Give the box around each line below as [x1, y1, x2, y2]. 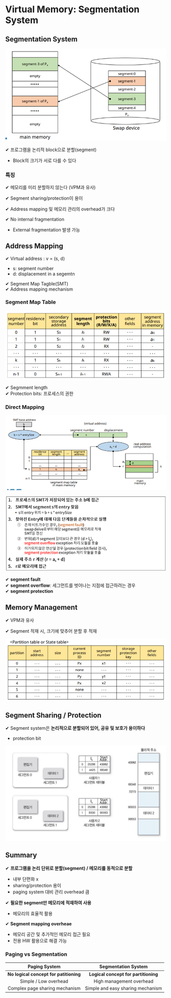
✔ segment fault [5, 576, 41, 583]
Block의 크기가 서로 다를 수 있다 [12, 157, 77, 164]
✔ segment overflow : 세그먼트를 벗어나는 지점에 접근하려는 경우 [5, 582, 136, 588]
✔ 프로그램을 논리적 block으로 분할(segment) [5, 147, 97, 153]
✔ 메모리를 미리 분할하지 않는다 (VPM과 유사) [5, 184, 96, 190]
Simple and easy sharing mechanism [85, 985, 162, 991]
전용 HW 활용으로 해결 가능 [12, 937, 67, 943]
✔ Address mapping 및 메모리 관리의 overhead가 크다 [5, 206, 115, 212]
